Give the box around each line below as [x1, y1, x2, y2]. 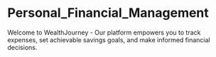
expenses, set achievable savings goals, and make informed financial [7, 35, 210, 44]
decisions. [7, 43, 38, 51]
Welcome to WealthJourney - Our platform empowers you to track [7, 28, 201, 37]
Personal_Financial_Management [7, 5, 210, 21]
